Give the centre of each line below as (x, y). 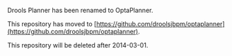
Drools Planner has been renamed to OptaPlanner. (80, 10)
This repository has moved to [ (52, 24)
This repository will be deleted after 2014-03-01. (78, 45)
